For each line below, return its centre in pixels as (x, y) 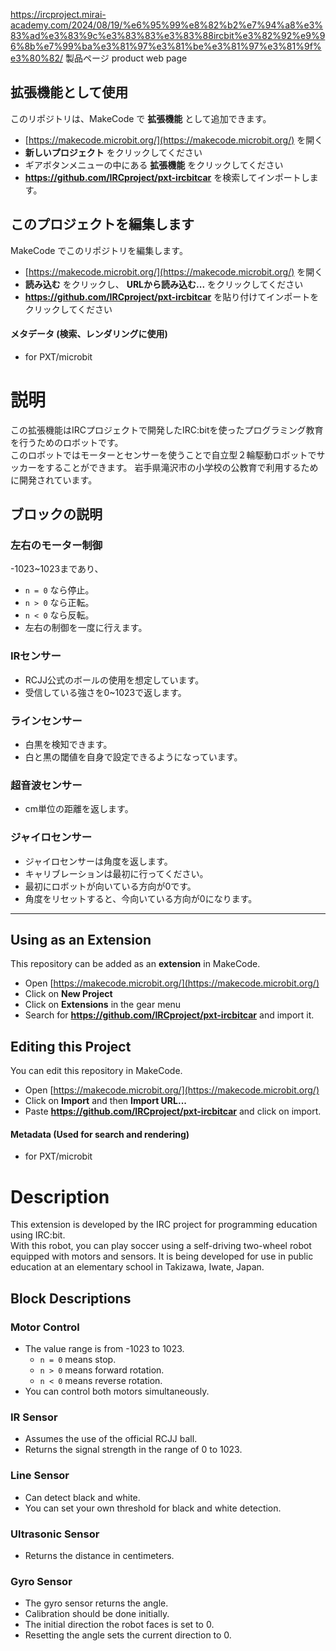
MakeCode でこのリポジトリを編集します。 (99, 250)
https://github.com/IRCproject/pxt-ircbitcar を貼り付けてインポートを (172, 296)
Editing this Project (71, 1046)
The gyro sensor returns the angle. (96, 1603)
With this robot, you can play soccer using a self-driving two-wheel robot (161, 1246)
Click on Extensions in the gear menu (103, 1005)
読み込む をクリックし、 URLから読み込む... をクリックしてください (164, 284)
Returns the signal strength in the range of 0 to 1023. (133, 1450)
